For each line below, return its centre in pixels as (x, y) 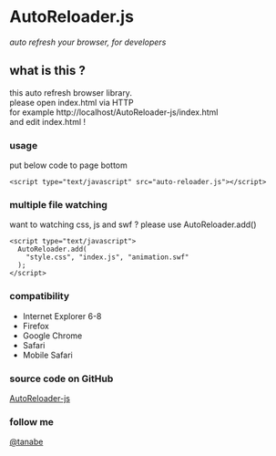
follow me (32, 421)
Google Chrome (52, 336)
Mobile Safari (47, 355)
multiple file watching (58, 204)
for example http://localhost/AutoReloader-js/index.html (114, 112)
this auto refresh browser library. (71, 92)
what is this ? (48, 71)
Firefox (36, 326)
